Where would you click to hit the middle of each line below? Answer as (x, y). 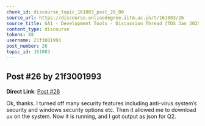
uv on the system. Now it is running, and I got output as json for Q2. (91, 116)
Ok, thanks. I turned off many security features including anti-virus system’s (102, 103)
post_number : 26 (27, 46)
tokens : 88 (20, 35)
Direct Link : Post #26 (33, 91)
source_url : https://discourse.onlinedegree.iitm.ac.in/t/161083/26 (95, 18)
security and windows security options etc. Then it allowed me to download (101, 109)
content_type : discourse (38, 29)
